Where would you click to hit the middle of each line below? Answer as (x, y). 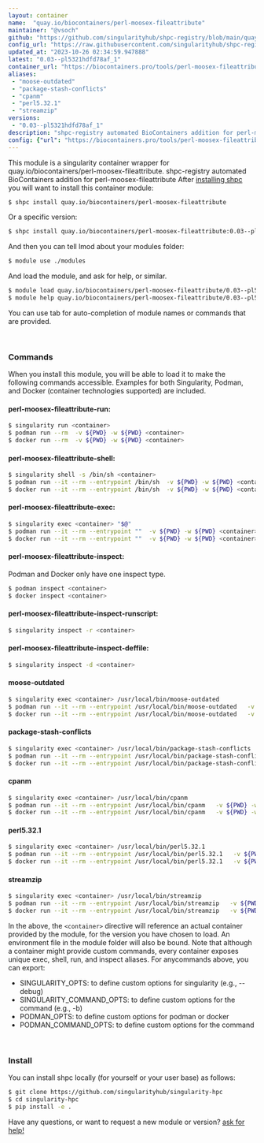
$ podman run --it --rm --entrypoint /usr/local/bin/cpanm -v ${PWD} (128, 805)
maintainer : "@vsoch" (44, 30)
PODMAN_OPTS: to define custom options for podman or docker (124, 1016)
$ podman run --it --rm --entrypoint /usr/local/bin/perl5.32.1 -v (125, 854)
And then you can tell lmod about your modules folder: (96, 247)
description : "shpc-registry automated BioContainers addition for (121, 132)
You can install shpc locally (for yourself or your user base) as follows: (122, 1078)
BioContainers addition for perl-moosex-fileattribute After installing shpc (125, 179)
